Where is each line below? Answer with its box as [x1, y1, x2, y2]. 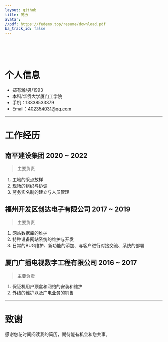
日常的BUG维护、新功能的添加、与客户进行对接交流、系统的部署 [12, 242, 145, 248]
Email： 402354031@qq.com [12, 106, 72, 112]
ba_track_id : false [5, 26, 46, 31]
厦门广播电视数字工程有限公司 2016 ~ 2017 [5, 259, 137, 267]
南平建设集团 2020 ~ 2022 [5, 151, 88, 160]
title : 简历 [5, 12, 28, 17]
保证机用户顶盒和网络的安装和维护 [12, 283, 83, 289]
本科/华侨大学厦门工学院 [12, 93, 62, 99]
